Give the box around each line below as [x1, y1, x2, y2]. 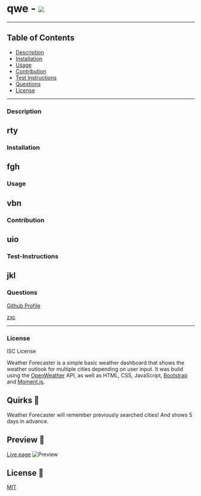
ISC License [7, 348, 36, 355]
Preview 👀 [7, 435, 45, 445]
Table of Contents [7, 33, 75, 43]
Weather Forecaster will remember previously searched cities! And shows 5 [7, 411, 193, 418]
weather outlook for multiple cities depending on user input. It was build [7, 365, 184, 373]
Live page [7, 451, 32, 458]
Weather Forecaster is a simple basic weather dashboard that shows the [7, 359, 184, 366]
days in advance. [7, 417, 49, 424]
